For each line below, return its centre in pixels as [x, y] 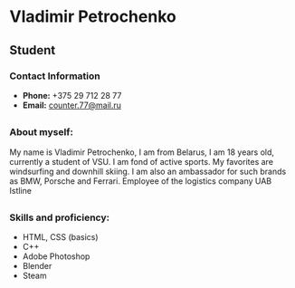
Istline [20, 190]
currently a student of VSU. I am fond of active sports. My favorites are [142, 161]
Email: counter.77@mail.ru [72, 105]
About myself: [42, 132]
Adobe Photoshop [56, 256]
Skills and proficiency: [60, 217]
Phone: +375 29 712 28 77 [72, 95]
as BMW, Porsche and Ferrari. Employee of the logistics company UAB [141, 181]
